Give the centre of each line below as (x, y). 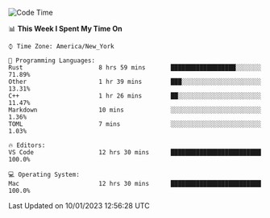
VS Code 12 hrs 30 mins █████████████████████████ (135, 153)
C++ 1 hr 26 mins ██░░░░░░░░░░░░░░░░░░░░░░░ (135, 96)
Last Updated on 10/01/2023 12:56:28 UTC (79, 205)
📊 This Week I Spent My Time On (65, 29)
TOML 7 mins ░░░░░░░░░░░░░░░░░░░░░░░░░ (135, 124)
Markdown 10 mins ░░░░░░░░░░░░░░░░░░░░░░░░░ (135, 110)
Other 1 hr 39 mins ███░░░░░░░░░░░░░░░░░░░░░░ (135, 82)
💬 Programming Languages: (52, 61)
